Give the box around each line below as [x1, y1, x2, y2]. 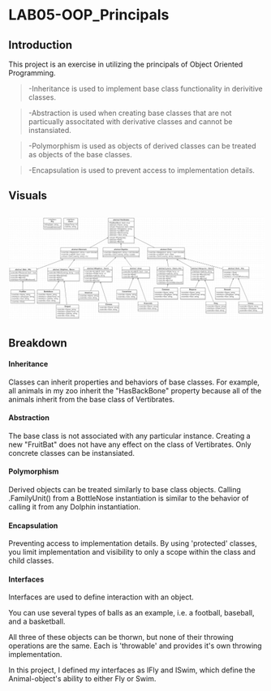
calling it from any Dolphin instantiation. [8, 502, 141, 512]
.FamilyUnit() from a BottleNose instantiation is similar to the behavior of [8, 493, 249, 504]
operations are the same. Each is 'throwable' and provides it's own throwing [8, 641, 262, 650]
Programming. [8, 68, 56, 78]
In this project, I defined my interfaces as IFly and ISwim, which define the [8, 665, 256, 675]
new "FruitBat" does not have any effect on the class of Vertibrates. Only [8, 440, 252, 449]
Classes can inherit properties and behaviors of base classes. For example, [8, 377, 260, 387]
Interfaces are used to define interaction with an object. [8, 592, 195, 602]
